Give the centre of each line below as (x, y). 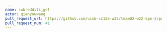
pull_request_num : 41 (28, 23)
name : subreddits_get (28, 9)
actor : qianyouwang (25, 14)
